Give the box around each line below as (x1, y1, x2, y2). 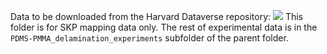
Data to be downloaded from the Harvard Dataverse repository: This (10, 11, 304, 22)
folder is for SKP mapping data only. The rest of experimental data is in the (10, 21, 318, 33)
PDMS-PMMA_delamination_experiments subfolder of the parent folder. (10, 32, 289, 44)
